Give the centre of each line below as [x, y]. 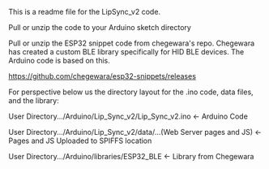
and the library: [34, 100]
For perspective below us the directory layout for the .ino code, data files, [131, 92]
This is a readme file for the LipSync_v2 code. [84, 12]
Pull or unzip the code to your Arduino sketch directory [100, 27]
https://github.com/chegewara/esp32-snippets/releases [102, 76]
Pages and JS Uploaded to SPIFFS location [80, 141]
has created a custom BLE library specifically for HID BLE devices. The [126, 52]
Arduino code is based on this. [60, 61]
